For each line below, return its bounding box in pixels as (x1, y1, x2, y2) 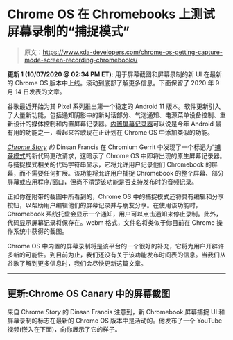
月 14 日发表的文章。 (7, 87, 66, 96)
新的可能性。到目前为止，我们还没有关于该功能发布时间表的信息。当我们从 (12, 250, 226, 259)
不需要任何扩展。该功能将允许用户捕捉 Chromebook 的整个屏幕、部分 (25, 169, 224, 177)
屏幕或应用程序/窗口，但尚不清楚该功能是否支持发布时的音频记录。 (7, 178, 198, 186)
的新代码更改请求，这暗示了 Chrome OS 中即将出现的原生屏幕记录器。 (25, 151, 226, 160)
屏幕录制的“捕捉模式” (7, 24, 130, 40)
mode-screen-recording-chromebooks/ (24, 56, 138, 64)
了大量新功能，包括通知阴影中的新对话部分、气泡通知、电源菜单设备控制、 (7, 110, 220, 119)
